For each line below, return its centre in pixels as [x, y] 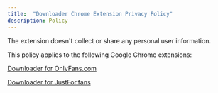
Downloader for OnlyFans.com [52, 68]
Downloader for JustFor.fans [49, 82]
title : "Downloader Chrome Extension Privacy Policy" [90, 14]
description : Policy [38, 21]
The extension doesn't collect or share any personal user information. [109, 40]
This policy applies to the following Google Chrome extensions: [100, 55]
